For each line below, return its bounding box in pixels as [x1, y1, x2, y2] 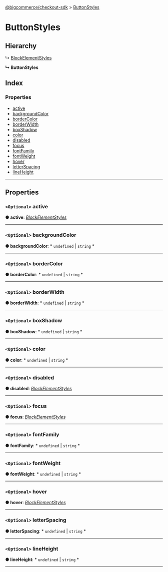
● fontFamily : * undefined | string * [5, 442, 80, 449]
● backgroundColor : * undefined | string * [5, 243, 95, 249]
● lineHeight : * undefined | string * [5, 557, 79, 563]
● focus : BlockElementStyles [5, 414, 66, 420]
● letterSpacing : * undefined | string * [5, 528, 86, 534]
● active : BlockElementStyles [5, 214, 67, 220]
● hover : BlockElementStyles [5, 500, 66, 506]
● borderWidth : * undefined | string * [5, 300, 84, 306]
